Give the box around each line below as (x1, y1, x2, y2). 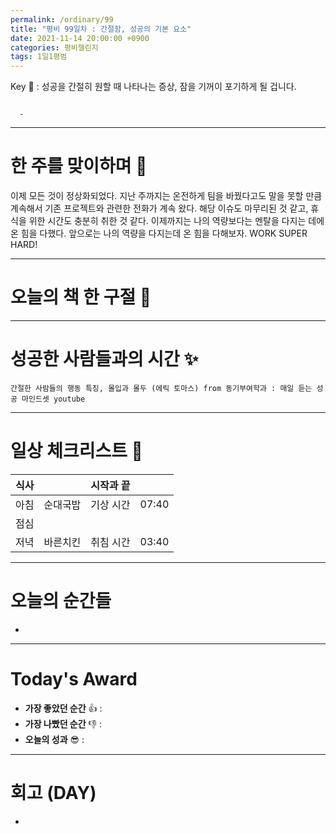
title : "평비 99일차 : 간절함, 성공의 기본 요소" (10, 24, 192, 34)
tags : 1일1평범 (10, 52, 68, 62)
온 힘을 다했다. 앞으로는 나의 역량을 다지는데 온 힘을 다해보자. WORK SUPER (10, 227, 308, 240)
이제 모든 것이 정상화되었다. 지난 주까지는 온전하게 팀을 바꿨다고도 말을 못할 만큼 (10, 190, 323, 202)
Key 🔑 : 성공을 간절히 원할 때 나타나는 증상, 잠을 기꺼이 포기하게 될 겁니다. (10, 81, 297, 93)
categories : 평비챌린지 (10, 42, 99, 53)
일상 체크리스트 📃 (10, 440, 143, 463)
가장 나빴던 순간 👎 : (24, 717, 102, 730)
